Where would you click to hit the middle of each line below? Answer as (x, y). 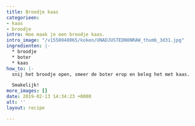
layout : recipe (26, 108)
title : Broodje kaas (33, 12)
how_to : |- (20, 68)
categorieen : (23, 18)
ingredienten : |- (28, 46)
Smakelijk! (26, 85)
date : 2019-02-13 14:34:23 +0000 (49, 97)
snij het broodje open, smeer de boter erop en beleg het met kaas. (101, 74)
